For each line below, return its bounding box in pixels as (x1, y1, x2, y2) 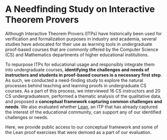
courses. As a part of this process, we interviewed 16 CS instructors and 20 (5, 88, 161, 94)
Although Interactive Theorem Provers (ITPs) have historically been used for (5, 30, 162, 36)
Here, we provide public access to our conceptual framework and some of (5, 124, 158, 130)
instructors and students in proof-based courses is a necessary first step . (5, 72, 162, 78)
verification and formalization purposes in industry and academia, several (5, 36, 156, 42)
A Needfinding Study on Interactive (5, 3, 155, 15)
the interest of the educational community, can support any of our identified (5, 109, 161, 115)
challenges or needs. (5, 114, 48, 120)
